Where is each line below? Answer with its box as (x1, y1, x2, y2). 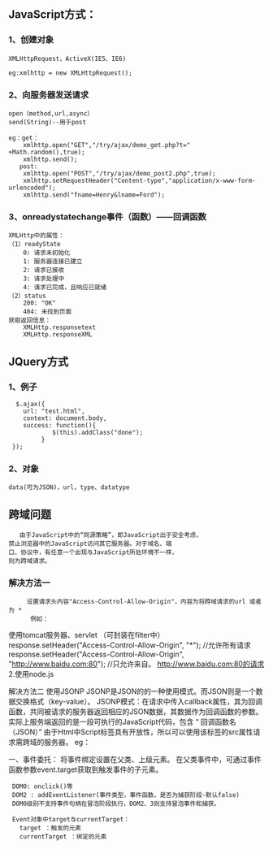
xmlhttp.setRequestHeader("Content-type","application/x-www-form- (23, 176, 256, 184)
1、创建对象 (8, 34, 54, 45)
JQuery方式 (8, 354, 69, 368)
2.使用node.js (8, 669, 54, 679)
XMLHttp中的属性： (8, 232, 65, 240)
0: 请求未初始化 (23, 249, 71, 258)
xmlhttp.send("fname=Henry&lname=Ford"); (23, 190, 165, 199)
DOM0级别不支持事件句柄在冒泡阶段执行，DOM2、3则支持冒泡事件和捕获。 (11, 799, 221, 808)
